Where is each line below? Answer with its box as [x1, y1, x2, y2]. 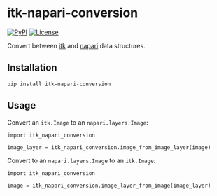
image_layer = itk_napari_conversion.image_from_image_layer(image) [7, 143, 211, 151]
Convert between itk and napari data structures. [7, 41, 146, 50]
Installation [7, 62, 57, 74]
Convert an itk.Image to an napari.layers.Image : [7, 118, 148, 127]
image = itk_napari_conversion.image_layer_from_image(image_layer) [7, 182, 211, 189]
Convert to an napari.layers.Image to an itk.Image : [7, 156, 156, 164]
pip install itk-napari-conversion [7, 80, 111, 87]
